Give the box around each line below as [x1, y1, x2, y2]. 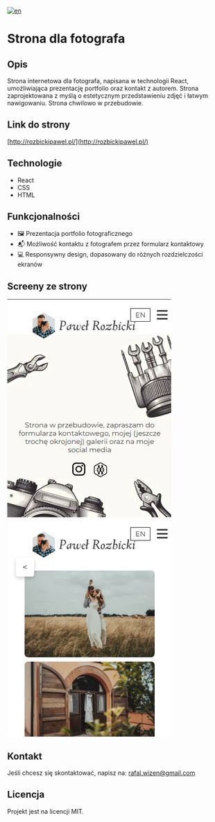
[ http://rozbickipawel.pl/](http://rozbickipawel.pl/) [7, 137, 149, 146]
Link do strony [7, 119, 71, 131]
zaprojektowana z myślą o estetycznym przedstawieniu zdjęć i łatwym [7, 92, 209, 100]
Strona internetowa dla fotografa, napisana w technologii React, [7, 77, 189, 85]
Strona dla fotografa [7, 31, 126, 46]
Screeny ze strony [7, 280, 88, 292]
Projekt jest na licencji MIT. [7, 807, 85, 815]
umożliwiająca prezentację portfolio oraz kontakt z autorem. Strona [7, 84, 199, 92]
